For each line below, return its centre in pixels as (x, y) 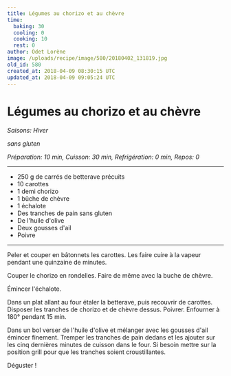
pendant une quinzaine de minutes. (57, 263)
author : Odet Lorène (37, 52)
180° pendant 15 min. (37, 317)
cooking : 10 (31, 39)
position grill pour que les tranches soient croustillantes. (87, 352)
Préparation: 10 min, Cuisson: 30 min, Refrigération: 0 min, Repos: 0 (103, 157)
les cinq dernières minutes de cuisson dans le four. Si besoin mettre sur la (112, 345)
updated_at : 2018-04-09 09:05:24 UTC (61, 77)
